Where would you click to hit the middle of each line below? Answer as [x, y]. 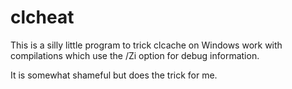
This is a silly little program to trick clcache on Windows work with [146, 45]
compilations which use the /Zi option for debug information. [135, 55]
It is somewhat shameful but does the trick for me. [114, 75]
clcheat [42, 17]
